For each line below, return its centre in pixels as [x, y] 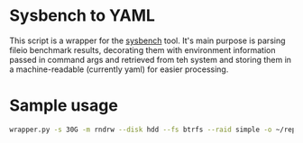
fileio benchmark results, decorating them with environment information [143, 49]
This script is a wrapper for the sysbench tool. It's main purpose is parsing [147, 40]
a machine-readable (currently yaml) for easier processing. [119, 69]
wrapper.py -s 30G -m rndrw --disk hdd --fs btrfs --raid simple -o [141, 130]
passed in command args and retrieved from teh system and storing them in [150, 59]
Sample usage [64, 106]
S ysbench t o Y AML [83, 16]
